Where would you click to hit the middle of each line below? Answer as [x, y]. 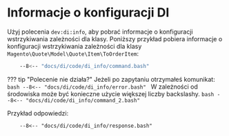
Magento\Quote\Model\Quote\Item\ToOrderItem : [73, 54]
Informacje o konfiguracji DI [88, 13]
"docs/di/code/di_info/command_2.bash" [82, 100]
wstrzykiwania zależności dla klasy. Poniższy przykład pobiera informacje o [115, 38]
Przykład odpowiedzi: [38, 113]
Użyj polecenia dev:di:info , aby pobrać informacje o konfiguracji [100, 32]
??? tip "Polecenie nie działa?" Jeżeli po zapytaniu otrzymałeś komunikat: [111, 79]
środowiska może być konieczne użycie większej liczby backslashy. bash [111, 93]
